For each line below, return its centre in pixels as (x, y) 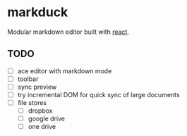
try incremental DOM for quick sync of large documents (98, 94)
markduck (38, 12)
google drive (47, 119)
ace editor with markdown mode (65, 70)
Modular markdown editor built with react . (68, 32)
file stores (32, 103)
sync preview (37, 87)
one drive (42, 127)
